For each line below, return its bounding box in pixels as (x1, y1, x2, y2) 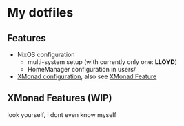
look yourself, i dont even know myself (7, 110, 117, 118)
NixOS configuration (17, 50, 75, 59)
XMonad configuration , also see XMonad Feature (17, 72, 157, 81)
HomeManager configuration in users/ (27, 65, 136, 73)
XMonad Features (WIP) (7, 92, 112, 104)
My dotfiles (7, 5, 74, 21)
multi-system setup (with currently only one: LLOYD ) (27, 58, 178, 66)
